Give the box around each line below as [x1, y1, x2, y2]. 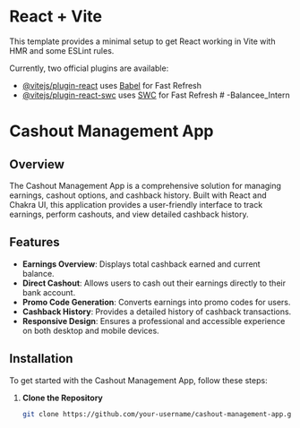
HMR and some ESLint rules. [9, 45, 115, 56]
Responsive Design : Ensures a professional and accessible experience [21, 315, 286, 326]
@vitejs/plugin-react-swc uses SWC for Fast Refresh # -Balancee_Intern [21, 90, 290, 100]
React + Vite [9, 6, 103, 27]
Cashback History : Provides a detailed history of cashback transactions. [21, 306, 292, 317]
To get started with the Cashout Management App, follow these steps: [9, 374, 268, 386]
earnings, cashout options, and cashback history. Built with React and [9, 190, 267, 201]
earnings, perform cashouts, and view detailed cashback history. [9, 209, 249, 219]
